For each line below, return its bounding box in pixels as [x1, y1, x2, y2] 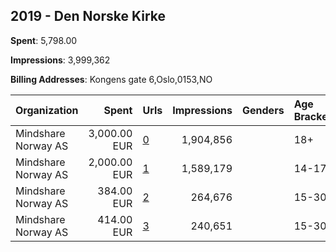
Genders [242, 103, 285, 117]
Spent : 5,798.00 [10, 34, 78, 46]
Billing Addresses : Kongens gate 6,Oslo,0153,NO [10, 73, 213, 85]
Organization [15, 103, 79, 117]
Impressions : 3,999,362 [10, 54, 111, 66]
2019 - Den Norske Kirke [10, 8, 167, 25]
